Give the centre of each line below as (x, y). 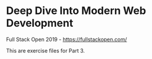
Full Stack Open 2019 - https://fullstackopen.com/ (67, 39)
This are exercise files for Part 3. (46, 50)
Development (40, 23)
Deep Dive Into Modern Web (76, 11)
